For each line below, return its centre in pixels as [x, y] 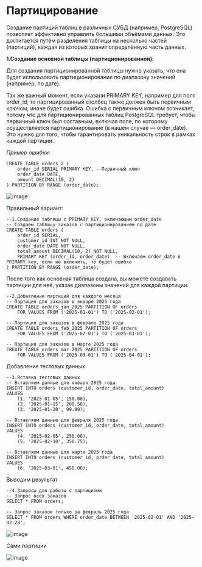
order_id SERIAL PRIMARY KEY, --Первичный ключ [78, 169]
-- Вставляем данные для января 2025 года [61, 383]
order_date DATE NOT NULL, [51, 246]
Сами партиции [26, 546]
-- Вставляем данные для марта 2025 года [60, 452]
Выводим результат [32, 479]
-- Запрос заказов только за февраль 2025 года [68, 512]
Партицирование [52, 11]
